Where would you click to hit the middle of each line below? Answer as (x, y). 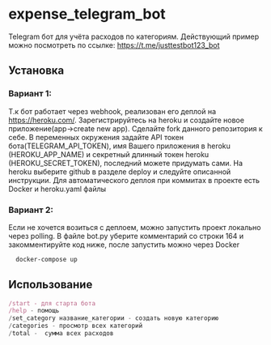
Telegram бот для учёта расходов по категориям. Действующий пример (134, 36)
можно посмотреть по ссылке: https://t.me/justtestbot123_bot (114, 45)
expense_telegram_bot (87, 14)
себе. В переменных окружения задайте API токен (96, 137)
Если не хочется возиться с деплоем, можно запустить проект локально (135, 227)
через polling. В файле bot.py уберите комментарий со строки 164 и (126, 236)
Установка (36, 71)
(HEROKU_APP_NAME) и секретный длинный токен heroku (109, 154)
